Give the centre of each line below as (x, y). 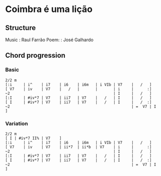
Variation (17, 123)
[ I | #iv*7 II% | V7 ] (33, 138)
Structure (21, 28)
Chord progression (35, 55)
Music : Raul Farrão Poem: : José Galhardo (50, 40)
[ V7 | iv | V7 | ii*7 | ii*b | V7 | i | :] (78, 147)
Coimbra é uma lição (49, 9)
